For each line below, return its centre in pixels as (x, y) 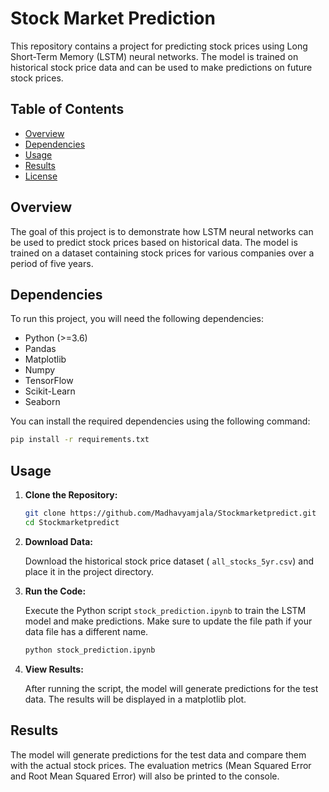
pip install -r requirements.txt (80, 440)
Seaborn (42, 402)
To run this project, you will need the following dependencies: (137, 319)
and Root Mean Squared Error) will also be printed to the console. (145, 776)
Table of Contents (67, 109)
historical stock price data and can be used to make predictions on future (161, 67)
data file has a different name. (86, 631)
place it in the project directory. (89, 571)
